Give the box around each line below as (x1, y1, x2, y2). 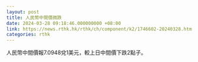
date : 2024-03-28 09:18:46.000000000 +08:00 (6, 20, 121, 26)
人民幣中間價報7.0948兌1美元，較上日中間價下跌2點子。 (6, 49, 147, 57)
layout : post (6, 9, 40, 15)
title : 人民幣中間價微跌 (6, 15, 62, 21)
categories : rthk (6, 32, 51, 38)
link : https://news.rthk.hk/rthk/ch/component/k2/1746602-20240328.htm (6, 26, 192, 32)
